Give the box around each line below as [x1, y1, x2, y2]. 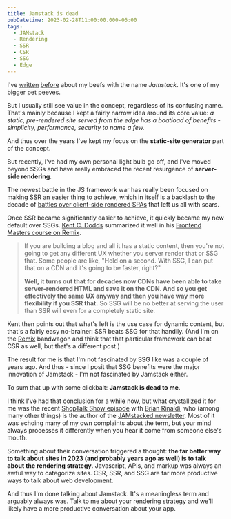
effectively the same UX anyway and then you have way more [23, 292, 205, 300]
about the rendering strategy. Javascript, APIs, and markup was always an [7, 461, 222, 470]
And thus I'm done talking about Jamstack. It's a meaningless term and [7, 489, 209, 498]
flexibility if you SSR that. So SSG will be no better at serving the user [23, 299, 224, 308]
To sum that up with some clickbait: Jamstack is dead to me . [7, 383, 181, 391]
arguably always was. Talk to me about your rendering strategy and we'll [7, 497, 214, 505]
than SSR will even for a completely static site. [23, 306, 156, 314]
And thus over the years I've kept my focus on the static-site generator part [7, 136, 224, 145]
